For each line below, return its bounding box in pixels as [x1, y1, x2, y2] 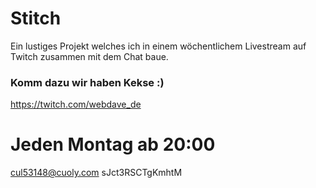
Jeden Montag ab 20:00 [10, 133, 216, 156]
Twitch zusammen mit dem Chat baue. [10, 50, 169, 62]
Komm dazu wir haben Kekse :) [10, 75, 165, 89]
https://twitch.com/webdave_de [10, 98, 142, 111]
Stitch [10, 7, 62, 30]
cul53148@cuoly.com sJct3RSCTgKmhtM [10, 167, 183, 179]
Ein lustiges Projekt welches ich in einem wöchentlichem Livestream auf [10, 40, 307, 52]
